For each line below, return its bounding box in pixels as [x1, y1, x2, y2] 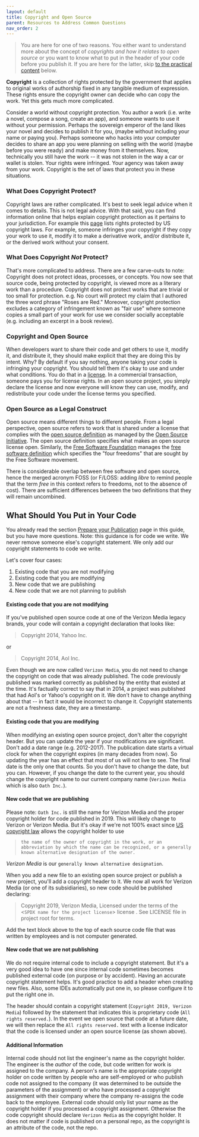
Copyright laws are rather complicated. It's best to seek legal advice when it [6, 201, 192, 208]
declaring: [6, 890, 31, 897]
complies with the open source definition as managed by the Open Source [6, 431, 188, 438]
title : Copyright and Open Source [6, 14, 92, 20]
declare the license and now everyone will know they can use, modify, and [6, 384, 189, 391]
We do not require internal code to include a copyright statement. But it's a [6, 959, 189, 967]
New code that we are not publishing [6, 946, 99, 953]
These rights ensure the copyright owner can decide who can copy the [6, 91, 180, 98]
